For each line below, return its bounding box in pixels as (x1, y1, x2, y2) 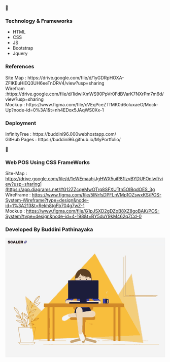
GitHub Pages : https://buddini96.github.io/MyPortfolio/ (5, 136, 121, 142)
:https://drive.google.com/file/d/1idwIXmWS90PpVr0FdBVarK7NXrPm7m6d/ (5, 91, 164, 97)
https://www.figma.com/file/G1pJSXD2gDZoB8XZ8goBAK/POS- (26, 208, 160, 214)
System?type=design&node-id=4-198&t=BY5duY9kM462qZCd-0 (5, 213, 142, 220)
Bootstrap (12, 45, 33, 51)
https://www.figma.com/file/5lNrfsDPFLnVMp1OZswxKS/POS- (31, 192, 162, 198)
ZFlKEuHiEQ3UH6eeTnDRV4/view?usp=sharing (5, 80, 105, 86)
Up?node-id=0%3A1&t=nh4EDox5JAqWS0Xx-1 (5, 107, 104, 113)
